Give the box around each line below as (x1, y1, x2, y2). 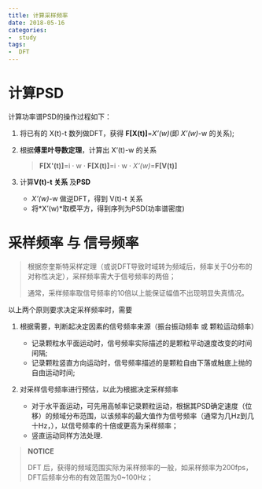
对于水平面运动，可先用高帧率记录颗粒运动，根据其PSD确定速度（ (31, 401, 245, 410)
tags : (8, 41, 26, 49)
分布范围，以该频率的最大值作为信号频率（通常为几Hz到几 (65, 410, 254, 421)
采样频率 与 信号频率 (8, 234, 139, 252)
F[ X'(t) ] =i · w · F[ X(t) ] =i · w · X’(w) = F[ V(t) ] (39, 160, 178, 170)
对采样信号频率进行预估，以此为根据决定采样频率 (19, 384, 179, 394)
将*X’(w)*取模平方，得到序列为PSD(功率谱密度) (31, 204, 185, 213)
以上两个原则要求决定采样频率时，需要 (8, 304, 132, 314)
